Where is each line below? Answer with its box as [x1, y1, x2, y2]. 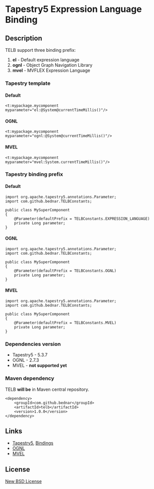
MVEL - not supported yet [12, 362, 67, 368]
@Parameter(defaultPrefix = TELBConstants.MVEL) [14, 321, 117, 326]
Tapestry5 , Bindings [12, 440, 54, 446]
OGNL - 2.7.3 [12, 357, 39, 363]
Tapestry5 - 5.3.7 [12, 352, 48, 358]
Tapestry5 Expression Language [5, 3, 142, 15]
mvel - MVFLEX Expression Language [12, 67, 90, 73]
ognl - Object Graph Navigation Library [12, 62, 93, 68]
